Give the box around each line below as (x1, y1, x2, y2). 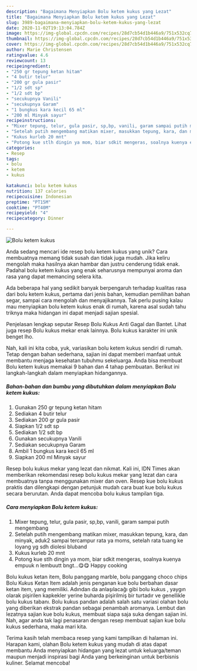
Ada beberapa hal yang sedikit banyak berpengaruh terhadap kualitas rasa (6, 284, 186, 291)
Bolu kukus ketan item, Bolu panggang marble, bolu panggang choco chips (6, 573, 188, 580)
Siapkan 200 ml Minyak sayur (14, 453, 86, 460)
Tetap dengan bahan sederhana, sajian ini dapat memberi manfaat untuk (6, 351, 182, 358)
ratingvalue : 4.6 (6, 52, 49, 58)
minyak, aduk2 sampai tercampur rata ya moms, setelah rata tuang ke (14, 537, 184, 544)
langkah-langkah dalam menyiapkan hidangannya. (6, 370, 128, 376)
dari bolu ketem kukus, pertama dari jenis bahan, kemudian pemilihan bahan (6, 291, 191, 297)
